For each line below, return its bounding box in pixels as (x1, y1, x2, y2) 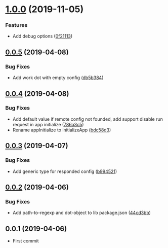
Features (5, 22, 28, 29)
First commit (12, 238, 39, 244)
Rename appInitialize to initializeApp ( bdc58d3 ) (12, 127, 111, 133)
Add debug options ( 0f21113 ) (12, 33, 73, 39)
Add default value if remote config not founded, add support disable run (12, 116, 163, 122)
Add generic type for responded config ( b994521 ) (12, 168, 117, 174)
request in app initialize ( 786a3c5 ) (12, 121, 84, 127)
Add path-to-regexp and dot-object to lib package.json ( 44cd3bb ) (12, 209, 151, 216)
